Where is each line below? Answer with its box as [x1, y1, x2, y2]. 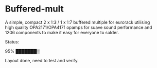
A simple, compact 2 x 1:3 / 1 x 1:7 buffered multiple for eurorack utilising [5, 19, 150, 25]
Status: [5, 39, 19, 44]
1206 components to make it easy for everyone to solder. [5, 29, 119, 35]
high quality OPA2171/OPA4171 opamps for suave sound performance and [5, 24, 152, 30]
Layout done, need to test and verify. [5, 57, 79, 63]
